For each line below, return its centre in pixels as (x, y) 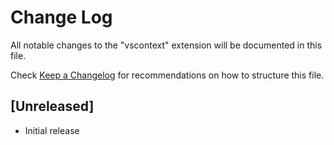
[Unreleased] (52, 106)
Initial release (52, 130)
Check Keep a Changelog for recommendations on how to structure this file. (167, 75)
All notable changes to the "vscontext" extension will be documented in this (166, 45)
